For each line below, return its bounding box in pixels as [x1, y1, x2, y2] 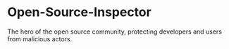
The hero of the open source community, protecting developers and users [7, 27, 223, 36]
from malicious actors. [7, 34, 73, 43]
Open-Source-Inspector [7, 4, 151, 20]
